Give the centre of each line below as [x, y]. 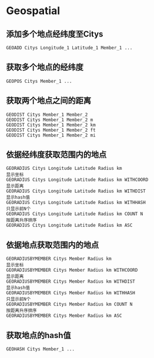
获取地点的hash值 [39, 335]
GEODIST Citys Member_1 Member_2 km [51, 125]
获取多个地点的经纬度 [45, 67]
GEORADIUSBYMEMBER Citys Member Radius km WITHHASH [71, 293]
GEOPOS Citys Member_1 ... [39, 81]
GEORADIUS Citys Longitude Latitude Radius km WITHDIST [76, 191]
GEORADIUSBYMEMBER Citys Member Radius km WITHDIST [71, 282]
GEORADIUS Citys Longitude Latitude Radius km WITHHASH [76, 203]
